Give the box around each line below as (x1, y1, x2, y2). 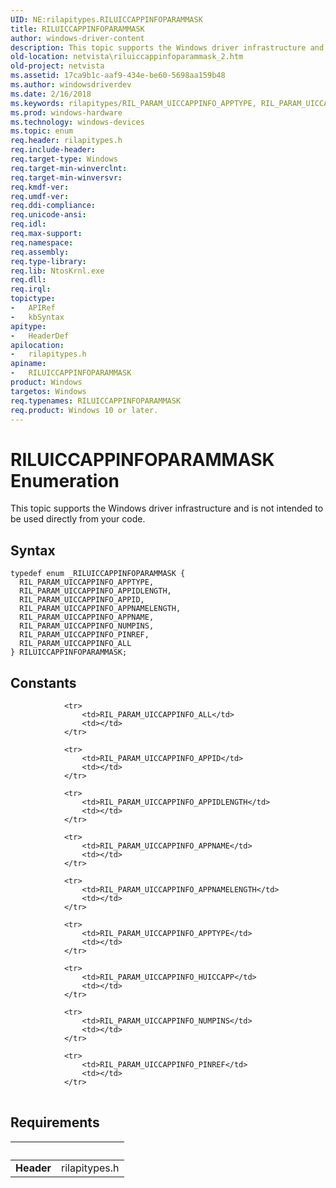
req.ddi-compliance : (10, 201, 97, 211)
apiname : (10, 359, 47, 369)
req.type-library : (10, 256, 87, 266)
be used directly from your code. (10, 513, 146, 525)
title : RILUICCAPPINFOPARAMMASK (10, 24, 145, 34)
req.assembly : (10, 247, 70, 257)
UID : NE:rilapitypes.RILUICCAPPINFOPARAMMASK (10, 14, 203, 25)
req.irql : (10, 284, 52, 295)
